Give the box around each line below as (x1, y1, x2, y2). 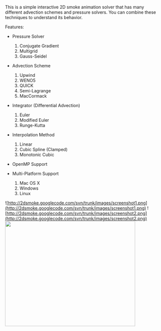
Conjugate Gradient (19, 43, 59, 48)
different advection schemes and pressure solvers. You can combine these (5, 9, 156, 15)
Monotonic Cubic (19, 152, 55, 157)
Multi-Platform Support (12, 171, 59, 177)
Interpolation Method (12, 132, 55, 137)
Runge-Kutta (19, 122, 46, 128)
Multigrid (19, 48, 38, 54)
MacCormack (19, 93, 47, 99)
